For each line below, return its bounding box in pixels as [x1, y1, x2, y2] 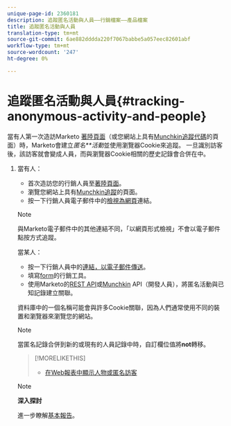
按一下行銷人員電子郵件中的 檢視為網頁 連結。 [27, 196, 156, 204]
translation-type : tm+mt [7, 29, 79, 37]
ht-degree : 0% [7, 55, 49, 62]
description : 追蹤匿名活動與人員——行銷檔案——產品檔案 [7, 17, 148, 24]
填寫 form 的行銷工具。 [27, 271, 90, 279]
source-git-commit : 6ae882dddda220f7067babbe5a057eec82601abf [7, 36, 191, 43]
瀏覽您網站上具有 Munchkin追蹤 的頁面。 [27, 188, 142, 196]
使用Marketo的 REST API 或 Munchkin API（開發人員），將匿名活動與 [27, 280, 219, 288]
